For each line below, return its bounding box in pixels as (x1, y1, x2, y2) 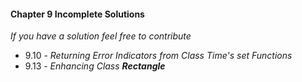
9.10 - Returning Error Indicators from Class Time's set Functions (24, 50, 293, 62)
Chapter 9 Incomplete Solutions (10, 8, 145, 20)
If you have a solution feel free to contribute (10, 30, 192, 42)
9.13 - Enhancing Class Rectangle (24, 60, 166, 72)
